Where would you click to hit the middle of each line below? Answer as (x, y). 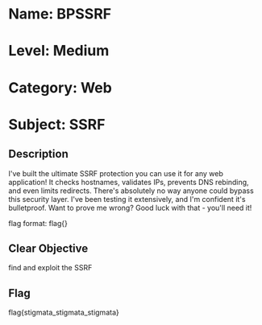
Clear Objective (48, 248)
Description (38, 154)
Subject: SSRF (57, 124)
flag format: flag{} (38, 223)
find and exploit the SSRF (50, 268)
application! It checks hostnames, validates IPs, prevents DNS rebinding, (129, 182)
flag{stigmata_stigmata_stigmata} (64, 313)
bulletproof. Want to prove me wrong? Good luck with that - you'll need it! (130, 208)
